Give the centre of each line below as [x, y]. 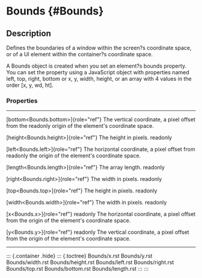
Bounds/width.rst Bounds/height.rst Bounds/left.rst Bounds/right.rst [90, 262]
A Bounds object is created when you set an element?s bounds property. [96, 66]
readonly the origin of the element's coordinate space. [74, 156]
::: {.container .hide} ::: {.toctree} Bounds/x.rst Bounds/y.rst [79, 256]
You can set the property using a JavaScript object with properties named [98, 72]
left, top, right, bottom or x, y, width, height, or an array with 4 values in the [99, 79]
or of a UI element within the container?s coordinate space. [80, 54]
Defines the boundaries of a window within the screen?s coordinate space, [99, 48]
